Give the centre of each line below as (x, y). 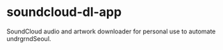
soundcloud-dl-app (64, 12)
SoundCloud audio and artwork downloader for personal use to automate (111, 31)
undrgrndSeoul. (29, 38)
